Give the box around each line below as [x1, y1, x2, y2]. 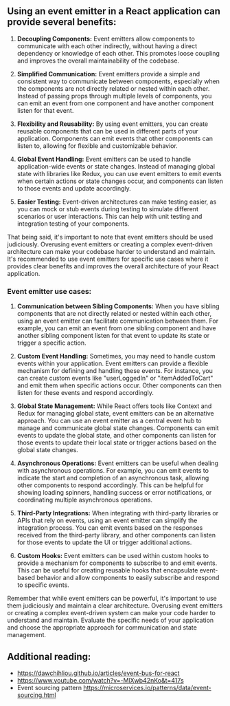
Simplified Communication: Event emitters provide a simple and [16, 69, 200, 78]
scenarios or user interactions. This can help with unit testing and [16, 212, 203, 220]
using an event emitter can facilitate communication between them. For [16, 317, 218, 325]
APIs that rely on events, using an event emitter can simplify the [16, 516, 198, 525]
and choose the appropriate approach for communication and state [7, 623, 197, 632]
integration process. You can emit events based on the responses [16, 524, 203, 532]
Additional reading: [7, 650, 91, 663]
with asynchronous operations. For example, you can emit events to [16, 467, 209, 475]
